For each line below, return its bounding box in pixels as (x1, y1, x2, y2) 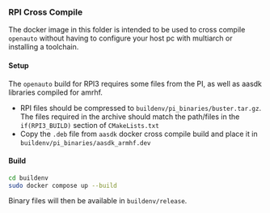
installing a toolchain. (8, 42, 79, 52)
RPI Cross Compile (8, 6, 83, 18)
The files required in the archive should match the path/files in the (19, 112, 240, 121)
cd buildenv (8, 173, 49, 182)
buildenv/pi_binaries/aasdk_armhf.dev (19, 138, 151, 147)
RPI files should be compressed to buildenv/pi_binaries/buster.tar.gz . (19, 103, 261, 113)
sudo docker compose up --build (8, 181, 117, 190)
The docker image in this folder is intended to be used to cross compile (8, 25, 246, 35)
